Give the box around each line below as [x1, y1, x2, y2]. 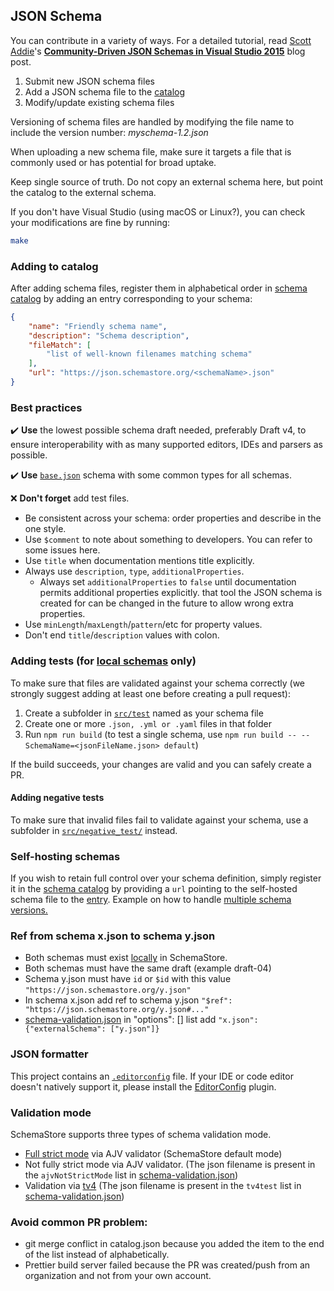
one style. [24, 523, 67, 535]
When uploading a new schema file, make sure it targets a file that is [10, 145, 292, 158]
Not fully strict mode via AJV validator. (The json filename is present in [24, 1158, 316, 1170]
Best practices [10, 400, 83, 414]
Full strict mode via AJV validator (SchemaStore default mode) [24, 1147, 283, 1159]
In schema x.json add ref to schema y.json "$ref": [24, 994, 233, 1006]
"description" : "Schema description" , [28, 330, 190, 341]
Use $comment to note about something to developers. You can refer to [24, 534, 313, 546]
